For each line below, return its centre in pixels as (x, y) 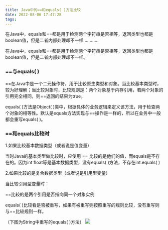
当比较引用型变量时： (27, 183)
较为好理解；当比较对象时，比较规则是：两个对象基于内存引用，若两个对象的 (84, 90)
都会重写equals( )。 (25, 119)
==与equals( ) (22, 72)
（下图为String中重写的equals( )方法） (45, 222)
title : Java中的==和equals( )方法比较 (43, 10)
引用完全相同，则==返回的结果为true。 (45, 96)
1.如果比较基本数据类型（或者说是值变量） (48, 145)
